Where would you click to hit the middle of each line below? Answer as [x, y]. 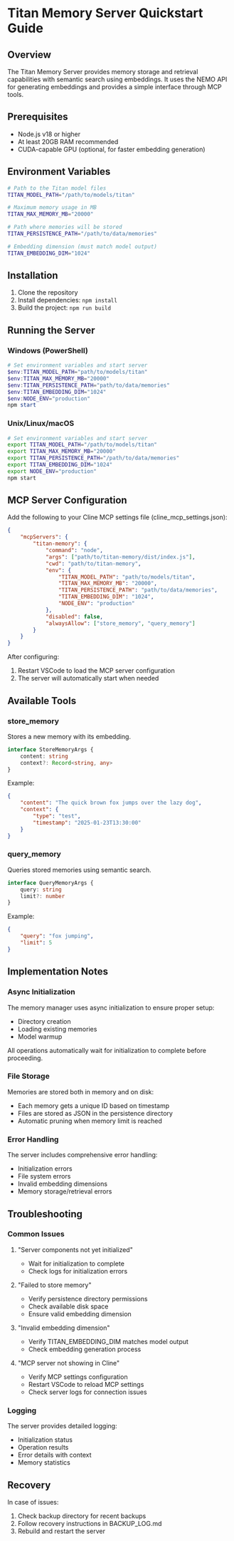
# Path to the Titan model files [57, 188]
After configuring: [33, 657]
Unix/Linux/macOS [41, 424]
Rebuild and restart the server [61, 1531]
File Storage [28, 1077]
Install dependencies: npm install [67, 300]
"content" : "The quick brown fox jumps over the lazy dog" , [111, 803]
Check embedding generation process [85, 1349]
